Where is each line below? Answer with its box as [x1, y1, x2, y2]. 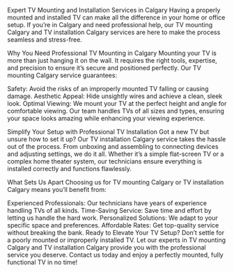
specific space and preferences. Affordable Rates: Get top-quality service [7, 221, 219, 229]
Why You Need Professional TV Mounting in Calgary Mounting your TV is [7, 49, 217, 57]
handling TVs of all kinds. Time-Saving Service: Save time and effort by [7, 207, 212, 214]
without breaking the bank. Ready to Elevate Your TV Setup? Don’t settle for [7, 229, 225, 237]
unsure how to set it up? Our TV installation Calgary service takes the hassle [7, 135, 226, 143]
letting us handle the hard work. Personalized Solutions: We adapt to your [7, 214, 218, 222]
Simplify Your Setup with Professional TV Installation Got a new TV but [7, 128, 210, 136]
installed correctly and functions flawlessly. [7, 165, 132, 173]
